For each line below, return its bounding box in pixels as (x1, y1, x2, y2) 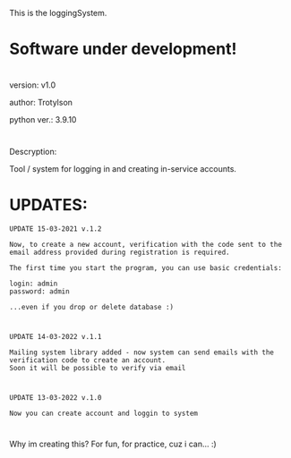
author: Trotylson (9, 98, 73, 108)
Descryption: (9, 146, 57, 157)
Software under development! (9, 39, 237, 59)
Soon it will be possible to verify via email (9, 363, 186, 372)
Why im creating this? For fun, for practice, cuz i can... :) (9, 438, 217, 450)
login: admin (9, 279, 58, 288)
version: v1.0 (9, 80, 56, 90)
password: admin (9, 286, 70, 296)
